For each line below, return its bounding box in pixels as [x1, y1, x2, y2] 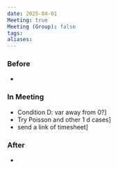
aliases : [7, 36, 33, 43]
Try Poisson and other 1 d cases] [17, 115, 111, 124]
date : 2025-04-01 [7, 10, 58, 17]
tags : [7, 29, 23, 37]
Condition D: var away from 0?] [17, 108, 107, 116]
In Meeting [7, 92, 44, 102]
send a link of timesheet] [17, 122, 89, 131]
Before [7, 59, 31, 69]
